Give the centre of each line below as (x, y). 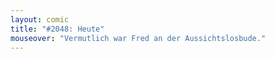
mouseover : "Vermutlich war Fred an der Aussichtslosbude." (138, 38)
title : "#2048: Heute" (57, 29)
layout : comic (40, 19)
